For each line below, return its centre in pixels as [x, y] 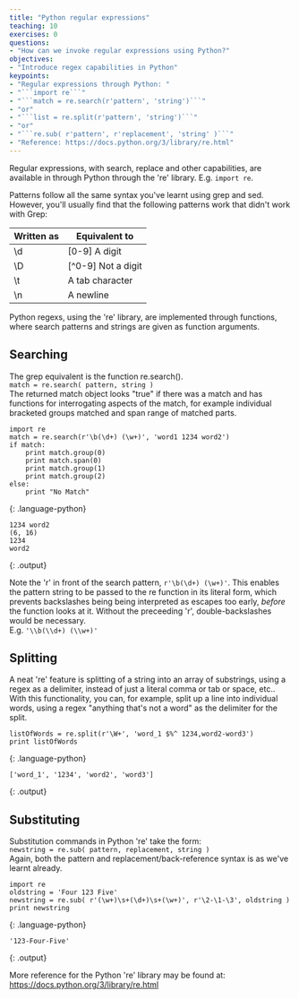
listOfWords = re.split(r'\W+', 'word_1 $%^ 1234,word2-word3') [132, 734]
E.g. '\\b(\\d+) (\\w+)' [54, 630]
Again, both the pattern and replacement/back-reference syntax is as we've [149, 859]
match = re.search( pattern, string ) [81, 385]
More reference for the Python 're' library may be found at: [117, 975]
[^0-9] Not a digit [105, 265]
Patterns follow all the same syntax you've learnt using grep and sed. [137, 194]
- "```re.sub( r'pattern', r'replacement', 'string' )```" [122, 134]
